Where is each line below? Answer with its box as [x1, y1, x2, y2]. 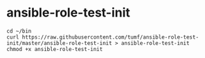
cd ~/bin [6, 28, 32, 35]
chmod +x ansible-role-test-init [6, 46, 103, 52]
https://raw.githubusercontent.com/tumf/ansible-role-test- [21, 33, 199, 41]
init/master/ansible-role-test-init [6, 39, 112, 46]
